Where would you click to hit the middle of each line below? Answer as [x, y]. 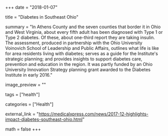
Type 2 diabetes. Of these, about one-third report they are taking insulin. [80, 38]
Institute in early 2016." [29, 75]
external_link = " [22, 114]
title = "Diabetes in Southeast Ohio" [42, 17]
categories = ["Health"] [29, 104]
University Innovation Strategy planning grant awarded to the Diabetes [78, 70]
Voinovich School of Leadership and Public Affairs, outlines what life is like [82, 48]
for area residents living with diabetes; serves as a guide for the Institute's [81, 53]
